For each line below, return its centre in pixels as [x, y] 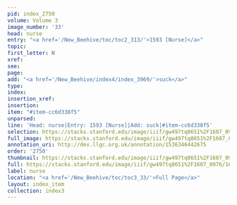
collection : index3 [36, 191]
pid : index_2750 [31, 14]
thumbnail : [23, 158]
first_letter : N [31, 54]
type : [15, 86]
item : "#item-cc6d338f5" [44, 112]
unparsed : [22, 118]
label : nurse [26, 171]
